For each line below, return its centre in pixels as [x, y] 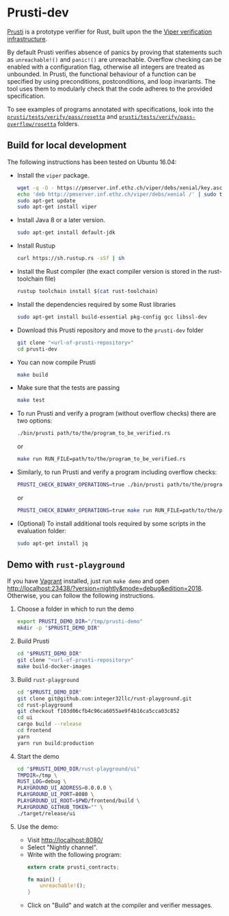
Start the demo [38, 756]
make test [31, 400]
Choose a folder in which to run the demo [76, 609]
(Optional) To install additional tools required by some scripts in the [111, 524]
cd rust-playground [45, 705]
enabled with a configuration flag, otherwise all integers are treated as [106, 67]
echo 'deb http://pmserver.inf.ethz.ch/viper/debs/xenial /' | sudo [117, 194]
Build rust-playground [48, 679]
